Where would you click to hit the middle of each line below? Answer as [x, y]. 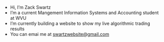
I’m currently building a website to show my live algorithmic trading [80, 23]
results [17, 29]
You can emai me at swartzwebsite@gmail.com [59, 34]
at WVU [18, 18]
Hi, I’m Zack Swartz [30, 7]
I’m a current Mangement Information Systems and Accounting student [84, 13]
